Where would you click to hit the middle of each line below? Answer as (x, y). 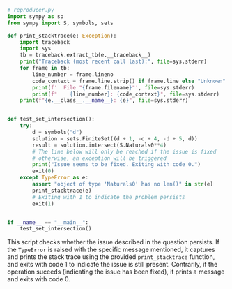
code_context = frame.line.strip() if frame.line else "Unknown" (129, 81)
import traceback (45, 42)
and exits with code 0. (39, 279)
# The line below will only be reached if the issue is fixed (124, 151)
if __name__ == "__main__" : (48, 222)
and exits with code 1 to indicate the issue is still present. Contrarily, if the (113, 265)
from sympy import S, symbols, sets (60, 23)
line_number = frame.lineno (73, 74)
